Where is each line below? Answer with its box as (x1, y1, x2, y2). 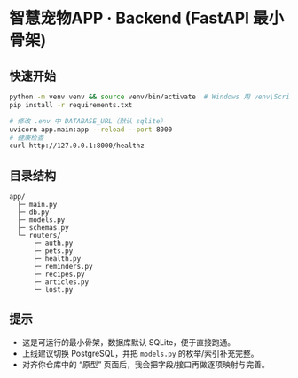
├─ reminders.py (32, 263, 93, 272)
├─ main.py (17, 201, 58, 209)
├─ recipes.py (32, 270, 86, 280)
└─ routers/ (17, 232, 62, 240)
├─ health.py (32, 255, 82, 264)
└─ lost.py (32, 286, 74, 295)
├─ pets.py (32, 247, 74, 256)
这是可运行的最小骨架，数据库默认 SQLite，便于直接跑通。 (21, 336, 236, 347)
